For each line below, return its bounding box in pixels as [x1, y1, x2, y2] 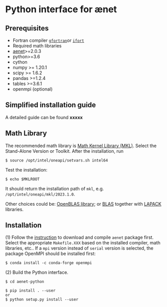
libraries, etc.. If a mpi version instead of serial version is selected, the [5, 245, 154, 252]
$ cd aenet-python [5, 279, 44, 285]
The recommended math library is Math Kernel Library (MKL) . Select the [5, 143, 157, 149]
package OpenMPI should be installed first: [5, 250, 96, 257]
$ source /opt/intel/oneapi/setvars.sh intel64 [5, 158, 108, 163]
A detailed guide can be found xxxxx [5, 114, 83, 120]
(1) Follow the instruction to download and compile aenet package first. [5, 234, 154, 240]
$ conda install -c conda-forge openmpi [5, 261, 93, 266]
